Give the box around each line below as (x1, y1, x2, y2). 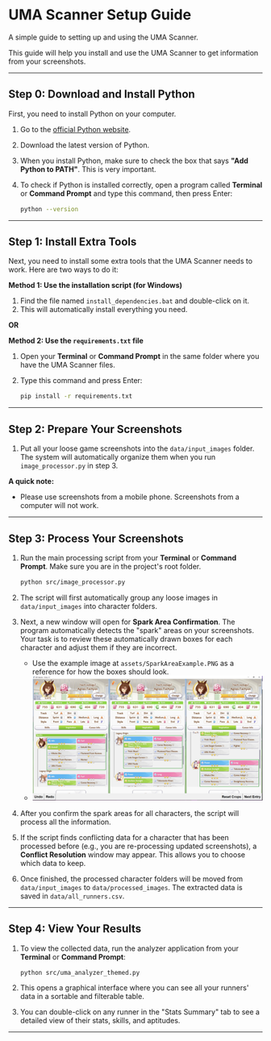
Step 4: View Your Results (8, 922, 142, 936)
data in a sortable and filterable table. (19, 992, 145, 1001)
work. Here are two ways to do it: (8, 264, 119, 275)
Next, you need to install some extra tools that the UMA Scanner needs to (8, 256, 252, 266)
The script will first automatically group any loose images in (19, 593, 218, 602)
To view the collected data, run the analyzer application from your (19, 943, 240, 953)
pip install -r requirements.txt (19, 393, 133, 401)
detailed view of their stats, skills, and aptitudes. (19, 1016, 181, 1026)
